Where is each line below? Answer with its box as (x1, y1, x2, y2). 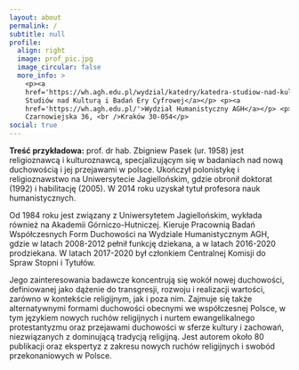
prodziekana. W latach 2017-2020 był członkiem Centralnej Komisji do (9, 248, 266, 259)
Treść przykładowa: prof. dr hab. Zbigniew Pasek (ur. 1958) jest (9, 145, 245, 156)
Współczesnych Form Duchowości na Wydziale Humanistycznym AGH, (9, 229, 270, 239)
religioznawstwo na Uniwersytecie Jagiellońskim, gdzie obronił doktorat (9, 174, 273, 184)
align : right (17, 46, 66, 55)
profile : (9, 37, 42, 47)
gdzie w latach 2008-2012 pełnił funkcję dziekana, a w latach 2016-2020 (9, 238, 276, 249)
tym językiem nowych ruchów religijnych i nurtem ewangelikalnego (9, 313, 255, 323)
